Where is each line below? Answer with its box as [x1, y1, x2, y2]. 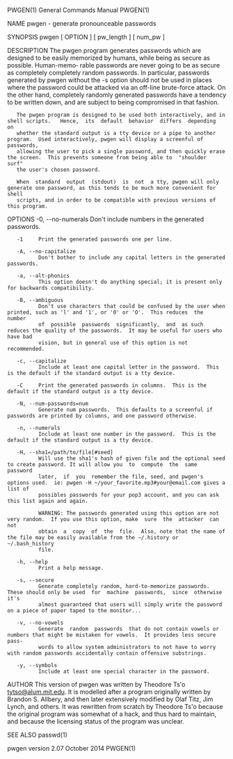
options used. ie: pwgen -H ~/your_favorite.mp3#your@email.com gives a [7, 479, 226, 486]
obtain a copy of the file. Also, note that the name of [38, 528, 226, 535]
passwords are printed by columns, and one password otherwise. [7, 413, 198, 420]
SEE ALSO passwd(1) [7, 730, 67, 739]
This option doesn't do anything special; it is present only [38, 278, 223, 285]
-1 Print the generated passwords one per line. [16, 236, 172, 243]
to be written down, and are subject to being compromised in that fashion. [7, 98, 219, 106]
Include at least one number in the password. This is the [38, 431, 216, 438]
